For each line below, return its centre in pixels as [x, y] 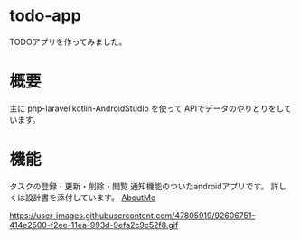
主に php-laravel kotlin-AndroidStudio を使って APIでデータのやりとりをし [147, 108]
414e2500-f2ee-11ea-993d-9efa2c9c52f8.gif [94, 225]
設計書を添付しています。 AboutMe [90, 197]
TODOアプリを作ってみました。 [68, 41]
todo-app [45, 16]
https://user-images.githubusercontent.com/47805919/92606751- [132, 215]
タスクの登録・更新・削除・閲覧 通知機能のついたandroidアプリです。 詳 [144, 186]
